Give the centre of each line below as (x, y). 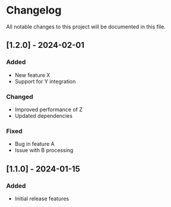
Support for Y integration (45, 81)
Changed (20, 96)
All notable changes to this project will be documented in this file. (86, 27)
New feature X (32, 75)
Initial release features (42, 198)
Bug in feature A (34, 144)
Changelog (34, 10)
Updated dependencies (44, 115)
